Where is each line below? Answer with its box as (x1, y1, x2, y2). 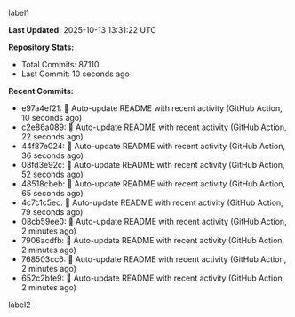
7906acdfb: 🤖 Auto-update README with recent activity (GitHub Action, (20, 235, 285, 245)
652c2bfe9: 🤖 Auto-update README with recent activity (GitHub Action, (20, 273, 285, 283)
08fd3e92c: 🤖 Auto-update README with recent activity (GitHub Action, (20, 160, 285, 170)
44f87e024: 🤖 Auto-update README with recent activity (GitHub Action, (20, 141, 286, 151)
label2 (8, 299, 31, 310)
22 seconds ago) (20, 131, 84, 141)
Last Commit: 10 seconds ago (20, 68, 130, 79)
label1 (8, 8, 30, 18)
